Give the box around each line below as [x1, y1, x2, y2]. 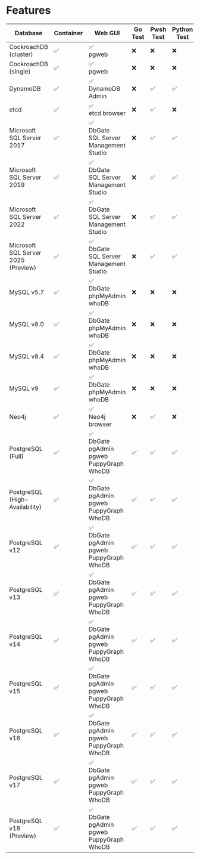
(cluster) [9, 50, 33, 58]
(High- [9, 495, 29, 503]
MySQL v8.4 [9, 352, 45, 360]
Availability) [9, 502, 42, 511]
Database [14, 29, 43, 37]
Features [6, 4, 51, 17]
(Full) [9, 452, 24, 460]
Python [171, 25, 193, 33]
